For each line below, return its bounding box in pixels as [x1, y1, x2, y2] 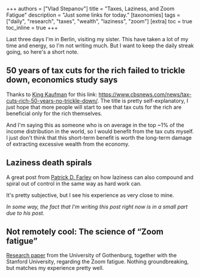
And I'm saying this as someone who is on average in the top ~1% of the [6, 121, 184, 128]
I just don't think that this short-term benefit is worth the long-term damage [6, 134, 192, 141]
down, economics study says [6, 75, 118, 85]
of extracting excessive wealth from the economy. [6, 140, 130, 147]
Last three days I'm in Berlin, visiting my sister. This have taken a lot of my [6, 36, 189, 42]
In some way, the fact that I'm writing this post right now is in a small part [6, 203, 188, 210]
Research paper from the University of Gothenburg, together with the [6, 252, 177, 259]
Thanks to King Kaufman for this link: [6, 91, 98, 98]
